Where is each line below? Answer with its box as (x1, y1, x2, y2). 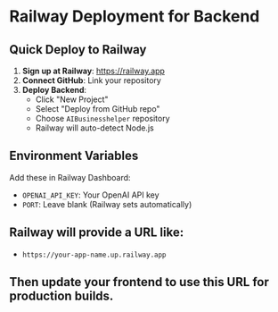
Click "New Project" (35, 94, 109, 105)
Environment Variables (9, 148, 139, 164)
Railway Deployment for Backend (9, 6, 260, 27)
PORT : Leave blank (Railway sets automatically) (21, 198, 192, 209)
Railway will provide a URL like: (9, 225, 184, 240)
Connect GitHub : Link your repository (21, 75, 162, 86)
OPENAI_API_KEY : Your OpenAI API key (21, 190, 159, 200)
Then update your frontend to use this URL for (9, 274, 269, 290)
